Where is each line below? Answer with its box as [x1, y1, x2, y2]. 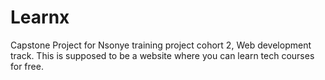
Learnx [10, 6, 70, 29]
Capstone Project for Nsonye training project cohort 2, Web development [10, 39, 312, 51]
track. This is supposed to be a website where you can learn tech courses [10, 49, 315, 61]
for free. [10, 60, 44, 72]
